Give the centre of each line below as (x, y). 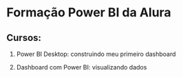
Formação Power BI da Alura (89, 13)
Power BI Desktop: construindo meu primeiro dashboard (96, 54)
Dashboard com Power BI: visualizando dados (82, 67)
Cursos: (24, 38)
